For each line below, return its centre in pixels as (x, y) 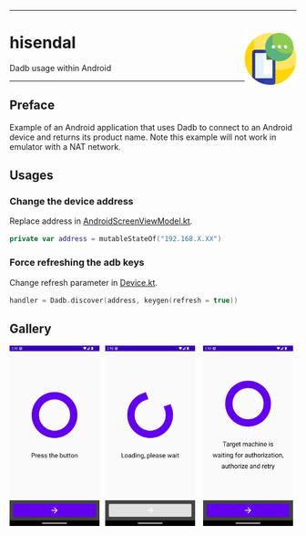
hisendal (43, 43)
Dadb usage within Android (61, 68)
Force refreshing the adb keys (77, 263)
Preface (32, 105)
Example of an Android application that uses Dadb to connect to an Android (151, 127)
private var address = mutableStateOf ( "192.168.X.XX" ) (116, 239)
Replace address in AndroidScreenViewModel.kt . (101, 221)
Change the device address (71, 202)
